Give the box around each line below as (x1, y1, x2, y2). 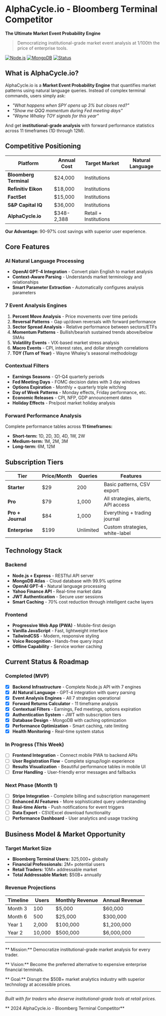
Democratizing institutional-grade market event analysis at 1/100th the (17, 40, 160, 45)
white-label (103, 530, 131, 536)
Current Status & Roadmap (5, 658, 89, 666)
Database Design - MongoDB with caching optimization (12, 717, 127, 723)
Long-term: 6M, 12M (12, 443, 55, 449)
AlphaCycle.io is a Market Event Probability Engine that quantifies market (5, 82, 156, 88)
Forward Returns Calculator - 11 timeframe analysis (12, 701, 119, 707)
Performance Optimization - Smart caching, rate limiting (12, 723, 128, 729)
